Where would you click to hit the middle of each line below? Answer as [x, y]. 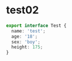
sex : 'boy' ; [26, 42]
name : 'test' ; [28, 31]
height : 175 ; [27, 47]
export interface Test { [36, 26]
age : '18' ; [25, 36]
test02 [23, 10]
